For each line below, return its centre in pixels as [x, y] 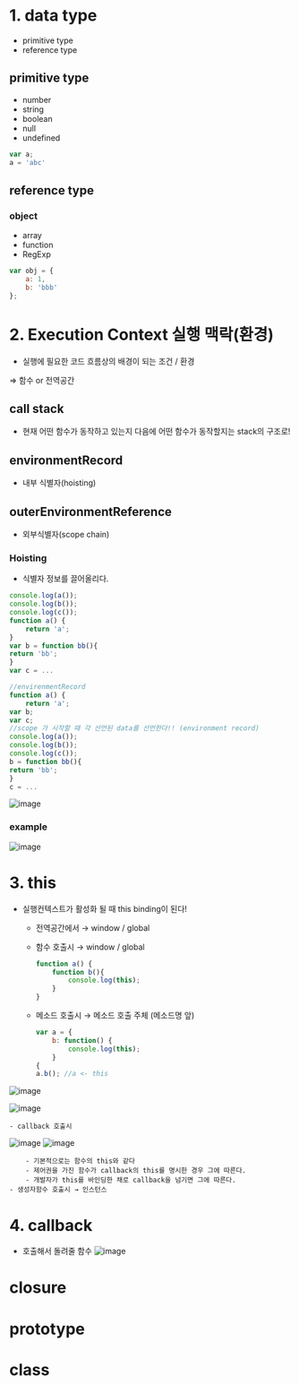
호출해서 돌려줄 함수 [57, 1252]
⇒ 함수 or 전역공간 [42, 380]
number [37, 99]
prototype [47, 1329]
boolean [37, 118]
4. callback [51, 1225]
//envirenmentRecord [48, 687]
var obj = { [31, 271]
